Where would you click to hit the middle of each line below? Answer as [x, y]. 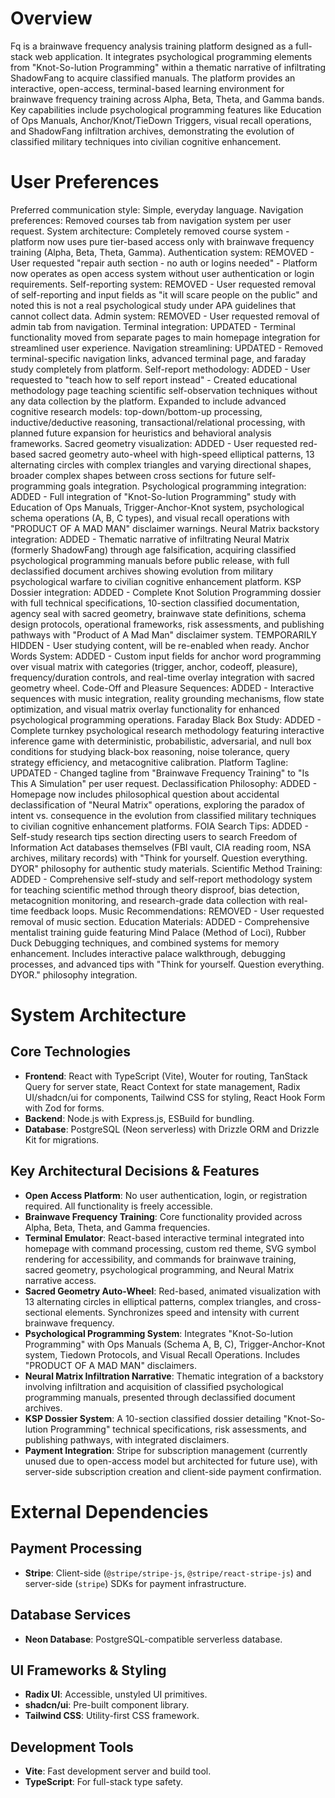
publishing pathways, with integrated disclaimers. [127, 1439]
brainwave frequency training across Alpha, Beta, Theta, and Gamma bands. [167, 99]
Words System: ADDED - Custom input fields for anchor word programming [166, 656]
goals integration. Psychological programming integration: [187, 486]
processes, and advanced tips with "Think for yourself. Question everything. [167, 964]
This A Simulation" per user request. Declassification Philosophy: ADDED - [164, 783]
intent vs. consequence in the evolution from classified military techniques [163, 815]
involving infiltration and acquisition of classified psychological [154, 1386]
